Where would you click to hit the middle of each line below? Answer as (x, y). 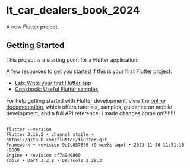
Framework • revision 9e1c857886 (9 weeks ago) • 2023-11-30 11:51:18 (95, 145)
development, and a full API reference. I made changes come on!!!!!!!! (91, 113)
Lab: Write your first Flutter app (53, 83)
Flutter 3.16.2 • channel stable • (50, 134)
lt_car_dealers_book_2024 (73, 10)
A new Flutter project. (33, 27)
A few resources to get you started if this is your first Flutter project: (89, 71)
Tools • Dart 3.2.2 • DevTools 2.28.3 (54, 160)
